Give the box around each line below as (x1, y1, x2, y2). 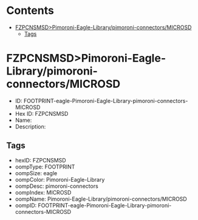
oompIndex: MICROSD (15, 188, 72, 196)
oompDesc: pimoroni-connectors (15, 182, 98, 190)
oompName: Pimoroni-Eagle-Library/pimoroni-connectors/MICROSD (15, 195, 187, 202)
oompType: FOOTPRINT (15, 163, 75, 170)
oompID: (15, 201, 37, 209)
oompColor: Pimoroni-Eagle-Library (15, 176, 105, 183)
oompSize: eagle (15, 169, 58, 176)
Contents (6, 4, 55, 18)
